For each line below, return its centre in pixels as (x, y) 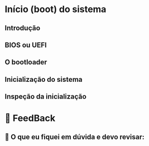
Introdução (23, 28)
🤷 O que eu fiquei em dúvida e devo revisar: (75, 137)
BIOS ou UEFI (26, 45)
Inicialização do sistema (44, 79)
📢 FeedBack (30, 118)
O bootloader (26, 62)
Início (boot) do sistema (56, 9)
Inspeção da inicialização (46, 97)
